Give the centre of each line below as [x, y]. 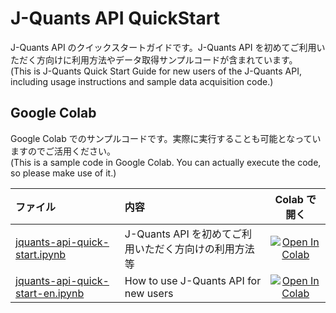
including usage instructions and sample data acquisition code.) [142, 81]
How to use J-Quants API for [193, 280]
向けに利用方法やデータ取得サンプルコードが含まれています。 [171, 59]
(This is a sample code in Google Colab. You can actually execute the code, [166, 162]
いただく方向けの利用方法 [194, 249]
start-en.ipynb [50, 293]
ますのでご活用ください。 [63, 151]
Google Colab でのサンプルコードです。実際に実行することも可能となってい [166, 138]
